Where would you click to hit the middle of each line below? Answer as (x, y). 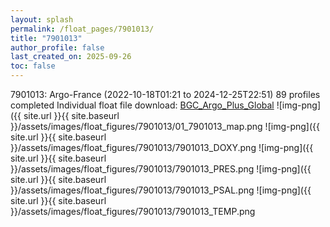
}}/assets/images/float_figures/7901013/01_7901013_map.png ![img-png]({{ (165, 126)
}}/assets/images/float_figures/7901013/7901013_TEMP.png (133, 211)
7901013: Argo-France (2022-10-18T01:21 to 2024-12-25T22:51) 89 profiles (165, 94)
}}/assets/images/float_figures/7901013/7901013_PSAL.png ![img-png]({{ (161, 190)
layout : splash (42, 19)
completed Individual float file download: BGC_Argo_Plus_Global (142, 105)
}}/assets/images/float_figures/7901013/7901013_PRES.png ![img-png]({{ (161, 169)
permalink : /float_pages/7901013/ (82, 29)
